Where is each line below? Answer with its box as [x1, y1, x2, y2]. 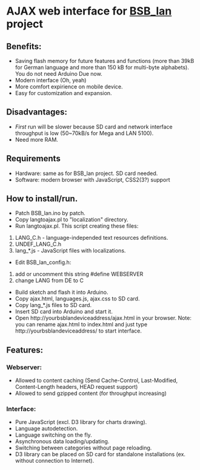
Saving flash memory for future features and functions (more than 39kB [15, 58, 195, 64]
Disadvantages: [6, 107, 68, 117]
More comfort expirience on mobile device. [15, 83, 123, 90]
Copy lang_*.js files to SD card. [15, 302, 92, 309]
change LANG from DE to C [15, 277, 84, 284]
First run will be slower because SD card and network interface [15, 123, 173, 130]
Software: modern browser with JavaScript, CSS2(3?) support [15, 176, 171, 183]
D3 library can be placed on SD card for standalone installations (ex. [15, 451, 186, 458]
